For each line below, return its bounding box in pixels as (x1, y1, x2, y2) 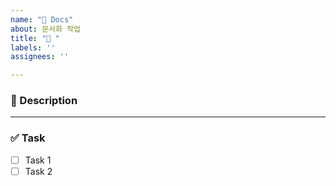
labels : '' (10, 42, 56, 53)
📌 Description (10, 94, 78, 108)
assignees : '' (10, 52, 70, 62)
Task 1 (24, 154, 52, 166)
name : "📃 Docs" (10, 14, 74, 25)
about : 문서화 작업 (10, 24, 81, 34)
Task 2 (24, 165, 53, 177)
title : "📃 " (10, 33, 60, 43)
